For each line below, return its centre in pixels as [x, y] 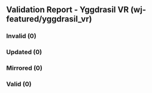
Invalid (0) [22, 36]
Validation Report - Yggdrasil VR [68, 10]
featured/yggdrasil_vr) [49, 19]
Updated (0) [24, 52]
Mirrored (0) [25, 68]
